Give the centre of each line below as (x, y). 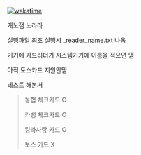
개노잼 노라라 (25, 25)
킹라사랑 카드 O (45, 129)
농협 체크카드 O (45, 100)
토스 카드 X (39, 144)
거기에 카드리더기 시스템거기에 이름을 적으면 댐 (71, 55)
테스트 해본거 (25, 85)
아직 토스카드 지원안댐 (37, 70)
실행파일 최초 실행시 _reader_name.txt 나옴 (67, 40)
